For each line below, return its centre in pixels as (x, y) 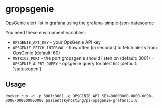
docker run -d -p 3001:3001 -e (38, 96)
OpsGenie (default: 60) (36, 53)
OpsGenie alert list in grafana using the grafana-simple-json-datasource (80, 23)
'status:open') (27, 69)
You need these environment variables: (46, 32)
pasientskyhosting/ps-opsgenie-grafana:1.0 (92, 100)
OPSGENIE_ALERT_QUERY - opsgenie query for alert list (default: (75, 63)
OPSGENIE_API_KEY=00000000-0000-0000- (113, 96)
